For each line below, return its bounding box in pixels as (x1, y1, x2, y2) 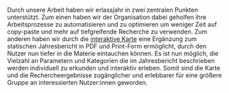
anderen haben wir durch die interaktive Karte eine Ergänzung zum (7, 35, 197, 43)
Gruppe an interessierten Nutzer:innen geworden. (7, 79, 148, 86)
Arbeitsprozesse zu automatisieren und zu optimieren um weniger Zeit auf (7, 21, 217, 28)
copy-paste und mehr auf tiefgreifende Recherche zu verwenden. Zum (7, 27, 208, 36)
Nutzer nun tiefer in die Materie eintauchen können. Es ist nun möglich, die (7, 49, 219, 57)
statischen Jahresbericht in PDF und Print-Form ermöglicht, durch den (7, 42, 207, 50)
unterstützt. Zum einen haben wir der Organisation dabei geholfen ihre (7, 13, 207, 21)
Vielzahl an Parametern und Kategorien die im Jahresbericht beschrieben (7, 57, 215, 64)
